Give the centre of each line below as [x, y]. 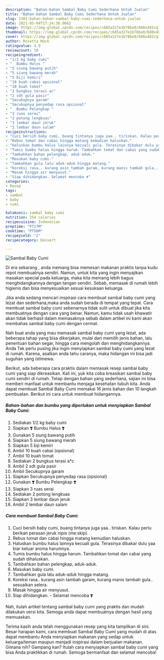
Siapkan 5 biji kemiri [33, 445]
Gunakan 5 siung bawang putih [44, 435]
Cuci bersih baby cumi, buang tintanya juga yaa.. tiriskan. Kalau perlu [82, 528]
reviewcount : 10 [22, 50]
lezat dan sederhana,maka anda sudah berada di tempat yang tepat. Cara [79, 303]
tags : [11, 190]
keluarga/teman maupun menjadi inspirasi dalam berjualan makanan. [74, 642]
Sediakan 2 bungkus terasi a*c [43, 461]
